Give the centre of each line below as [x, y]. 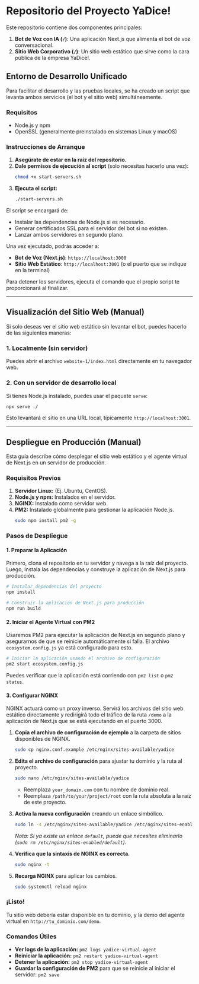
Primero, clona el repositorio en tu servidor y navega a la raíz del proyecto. [97, 563]
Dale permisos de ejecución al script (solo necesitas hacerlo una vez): [102, 166]
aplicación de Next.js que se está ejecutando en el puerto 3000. [84, 721]
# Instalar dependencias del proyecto [54, 587]
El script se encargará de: [38, 211]
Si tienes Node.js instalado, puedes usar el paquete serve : [77, 396]
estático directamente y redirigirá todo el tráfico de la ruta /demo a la [89, 715]
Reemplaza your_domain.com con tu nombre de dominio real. [97, 789]
